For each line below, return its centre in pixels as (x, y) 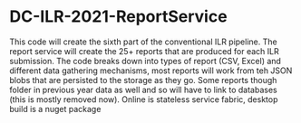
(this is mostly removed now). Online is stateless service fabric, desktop (144, 99)
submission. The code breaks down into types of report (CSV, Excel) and (145, 61)
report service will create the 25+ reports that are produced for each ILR (144, 51)
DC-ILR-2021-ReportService (119, 17)
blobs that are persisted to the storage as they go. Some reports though (143, 80)
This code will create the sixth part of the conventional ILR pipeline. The (144, 42)
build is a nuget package (55, 109)
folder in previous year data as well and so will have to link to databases (144, 90)
